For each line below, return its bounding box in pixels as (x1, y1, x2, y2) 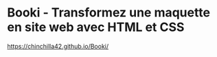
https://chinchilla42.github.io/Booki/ (7, 42, 109, 50)
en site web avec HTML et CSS (7, 19, 185, 35)
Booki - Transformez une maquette (7, 5, 211, 21)
